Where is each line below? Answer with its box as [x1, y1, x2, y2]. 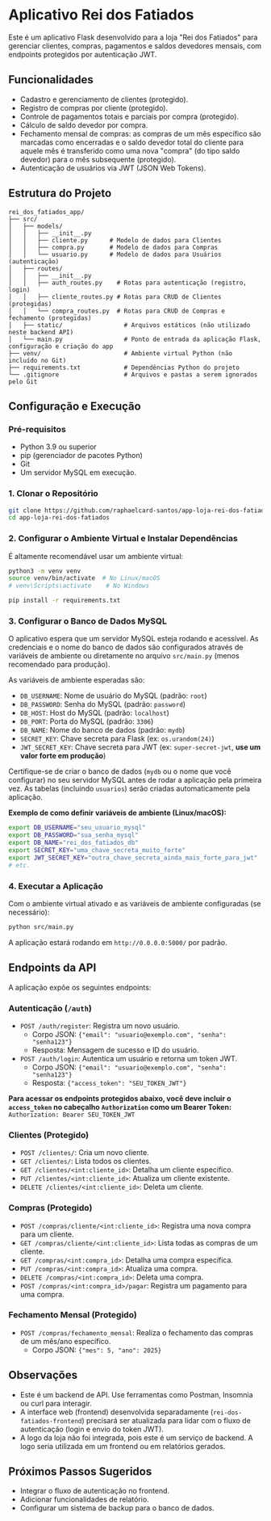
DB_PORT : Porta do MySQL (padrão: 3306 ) [19, 716, 154, 726]
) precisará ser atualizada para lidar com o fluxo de [81, 1415, 252, 1425]
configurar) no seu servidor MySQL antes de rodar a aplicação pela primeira [8, 775, 262, 785]
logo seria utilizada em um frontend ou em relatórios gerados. [19, 1441, 226, 1451]
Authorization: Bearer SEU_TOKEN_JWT [8, 1111, 135, 1119]
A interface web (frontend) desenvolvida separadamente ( [19, 1407, 214, 1417]
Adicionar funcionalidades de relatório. [19, 1494, 149, 1504]
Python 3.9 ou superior [19, 442, 97, 452]
